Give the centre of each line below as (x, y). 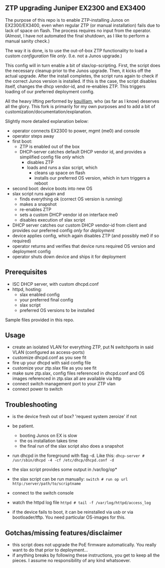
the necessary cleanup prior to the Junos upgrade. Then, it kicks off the (78, 71)
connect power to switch (37, 389)
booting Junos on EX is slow (48, 436)
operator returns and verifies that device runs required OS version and (83, 246)
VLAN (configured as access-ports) (49, 352)
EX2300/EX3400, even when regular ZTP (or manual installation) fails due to (82, 25)
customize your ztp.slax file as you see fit (54, 368)
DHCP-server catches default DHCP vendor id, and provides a (83, 151)
